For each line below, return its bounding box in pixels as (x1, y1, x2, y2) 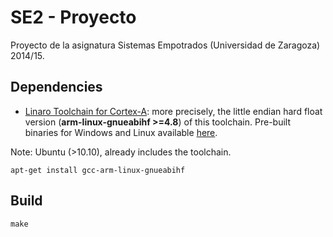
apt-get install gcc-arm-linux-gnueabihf (10, 165, 186, 175)
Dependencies (10, 79, 103, 96)
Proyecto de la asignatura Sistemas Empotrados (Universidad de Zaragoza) (10, 39, 321, 51)
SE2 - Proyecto (10, 6, 137, 29)
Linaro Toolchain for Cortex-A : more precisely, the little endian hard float (24, 105, 323, 117)
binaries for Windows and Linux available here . (24, 126, 218, 138)
